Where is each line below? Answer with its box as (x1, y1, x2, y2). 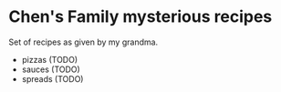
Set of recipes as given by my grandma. (8, 36, 159, 47)
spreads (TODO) (21, 73, 84, 84)
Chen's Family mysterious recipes (8, 6, 273, 27)
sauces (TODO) (21, 64, 81, 75)
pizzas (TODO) (21, 54, 78, 65)
